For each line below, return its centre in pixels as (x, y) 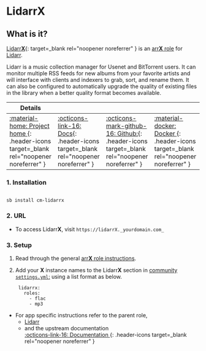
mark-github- (126, 126)
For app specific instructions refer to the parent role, (81, 315)
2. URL (16, 216)
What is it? (27, 34)
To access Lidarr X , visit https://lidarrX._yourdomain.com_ (90, 229)
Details (31, 108)
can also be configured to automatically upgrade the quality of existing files (102, 86)
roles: (32, 293)
